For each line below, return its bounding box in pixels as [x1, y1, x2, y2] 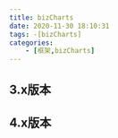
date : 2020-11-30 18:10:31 [9, 22, 110, 30]
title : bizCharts [9, 13, 74, 22]
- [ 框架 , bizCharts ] [25, 47, 96, 56]
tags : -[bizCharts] [9, 30, 82, 39]
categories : [9, 38, 54, 47]
